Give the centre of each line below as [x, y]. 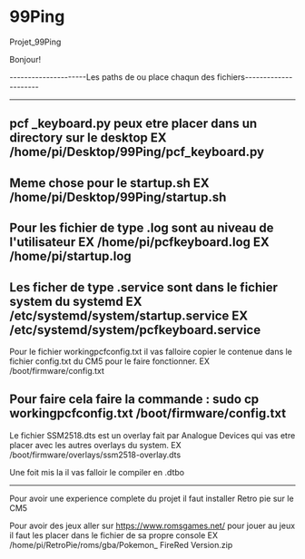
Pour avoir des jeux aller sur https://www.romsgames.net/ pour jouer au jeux [152, 525]
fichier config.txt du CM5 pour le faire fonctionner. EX [110, 361]
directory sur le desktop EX [88, 138]
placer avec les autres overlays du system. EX [95, 445]
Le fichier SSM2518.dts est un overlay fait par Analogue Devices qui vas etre [152, 435]
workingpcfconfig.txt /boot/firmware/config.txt [148, 413]
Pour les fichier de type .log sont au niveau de [142, 228]
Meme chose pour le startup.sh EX [109, 183]
